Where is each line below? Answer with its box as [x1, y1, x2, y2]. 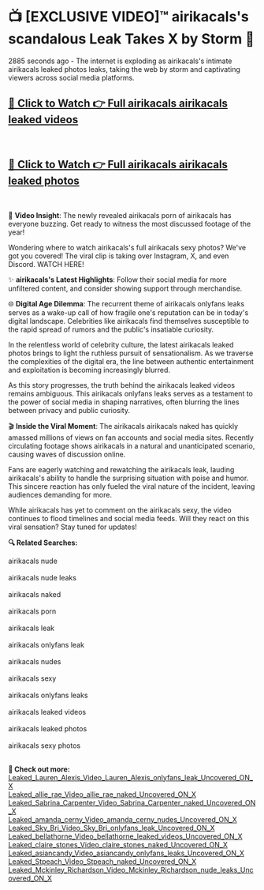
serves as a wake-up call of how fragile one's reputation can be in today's [8, 307, 249, 317]
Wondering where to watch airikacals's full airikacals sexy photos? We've [8, 242, 247, 252]
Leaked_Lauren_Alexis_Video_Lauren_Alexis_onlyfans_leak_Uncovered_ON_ [8, 772, 254, 782]
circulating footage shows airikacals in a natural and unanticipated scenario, [8, 441, 255, 450]
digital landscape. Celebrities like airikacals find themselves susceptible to [8, 316, 250, 325]
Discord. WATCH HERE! [8, 259, 84, 269]
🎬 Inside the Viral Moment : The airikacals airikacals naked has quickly [8, 421, 239, 430]
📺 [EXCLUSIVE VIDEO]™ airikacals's [8, 8, 250, 26]
